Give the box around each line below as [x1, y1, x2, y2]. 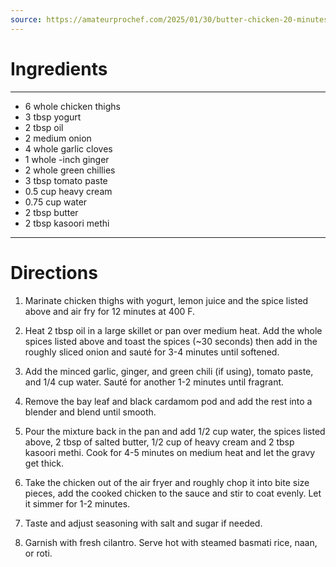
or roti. [24, 547, 53, 559]
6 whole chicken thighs [24, 100, 121, 112]
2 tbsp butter [24, 206, 79, 218]
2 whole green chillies [24, 164, 116, 176]
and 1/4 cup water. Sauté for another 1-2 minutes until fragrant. [24, 376, 285, 388]
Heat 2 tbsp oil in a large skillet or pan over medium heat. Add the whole [24, 324, 323, 336]
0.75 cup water [24, 196, 88, 208]
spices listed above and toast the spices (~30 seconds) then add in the [24, 335, 318, 347]
